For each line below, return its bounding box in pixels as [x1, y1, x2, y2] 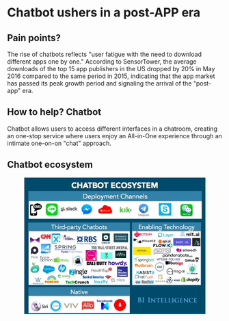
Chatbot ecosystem [7, 159, 94, 170]
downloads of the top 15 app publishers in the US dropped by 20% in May [7, 65, 215, 73]
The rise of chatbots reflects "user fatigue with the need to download [7, 50, 202, 58]
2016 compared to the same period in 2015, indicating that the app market [7, 72, 215, 80]
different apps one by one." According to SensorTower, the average [7, 57, 197, 66]
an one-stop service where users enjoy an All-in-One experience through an [7, 131, 222, 140]
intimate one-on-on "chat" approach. [7, 139, 111, 147]
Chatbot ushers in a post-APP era [7, 5, 201, 21]
